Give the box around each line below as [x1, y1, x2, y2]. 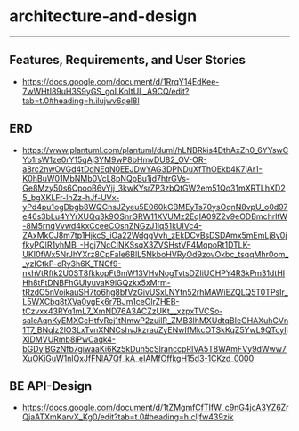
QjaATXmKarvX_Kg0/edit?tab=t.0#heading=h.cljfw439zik [21, 411, 234, 422]
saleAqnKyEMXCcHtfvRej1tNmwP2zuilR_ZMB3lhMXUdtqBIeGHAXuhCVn [21, 314, 289, 326]
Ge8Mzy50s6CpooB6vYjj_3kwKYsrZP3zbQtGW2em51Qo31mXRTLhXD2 [21, 183, 287, 193]
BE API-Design [9, 378, 93, 394]
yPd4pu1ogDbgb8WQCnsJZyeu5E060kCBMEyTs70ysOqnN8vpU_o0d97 [21, 201, 288, 212]
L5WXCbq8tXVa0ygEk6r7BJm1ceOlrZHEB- [21, 296, 180, 306]
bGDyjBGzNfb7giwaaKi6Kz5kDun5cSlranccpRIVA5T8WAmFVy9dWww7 [21, 343, 287, 354]
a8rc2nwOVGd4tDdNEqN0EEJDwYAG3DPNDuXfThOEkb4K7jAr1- [21, 163, 263, 175]
